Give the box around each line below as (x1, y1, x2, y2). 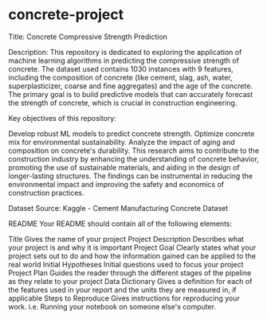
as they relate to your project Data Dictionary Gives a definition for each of (8, 276, 253, 286)
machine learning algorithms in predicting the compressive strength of (8, 56, 239, 65)
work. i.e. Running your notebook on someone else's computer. (8, 301, 217, 311)
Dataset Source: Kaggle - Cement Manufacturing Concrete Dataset (8, 203, 229, 212)
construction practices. (8, 188, 85, 197)
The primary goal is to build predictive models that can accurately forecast (8, 89, 253, 99)
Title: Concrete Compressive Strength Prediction (8, 32, 167, 41)
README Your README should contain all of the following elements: (8, 219, 233, 228)
